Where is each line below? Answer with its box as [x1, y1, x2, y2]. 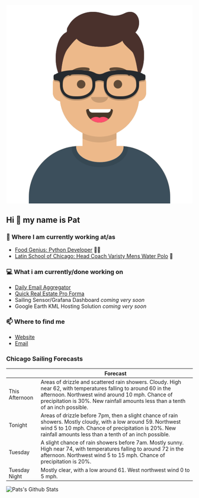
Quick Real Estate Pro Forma [14, 290, 85, 297]
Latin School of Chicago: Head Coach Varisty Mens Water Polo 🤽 [14, 253, 174, 260]
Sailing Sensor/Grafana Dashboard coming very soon [14, 296, 145, 303]
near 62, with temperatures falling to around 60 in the [40, 384, 171, 392]
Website [14, 333, 36, 341]
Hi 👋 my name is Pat [6, 215, 81, 225]
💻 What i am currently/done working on [6, 268, 123, 276]
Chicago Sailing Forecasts [6, 354, 83, 363]
